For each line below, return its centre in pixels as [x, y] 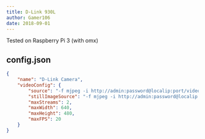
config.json [29, 59]
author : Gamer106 [28, 18]
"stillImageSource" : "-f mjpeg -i [72, 96]
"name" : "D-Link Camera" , [50, 80]
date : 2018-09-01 [28, 23]
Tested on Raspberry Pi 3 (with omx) [52, 41]
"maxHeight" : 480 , [52, 113]
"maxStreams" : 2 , [50, 102]
